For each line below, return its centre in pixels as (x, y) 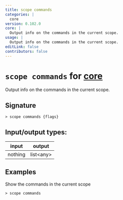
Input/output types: (36, 132)
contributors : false (27, 51)
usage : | (14, 38)
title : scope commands (29, 10)
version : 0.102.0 (23, 24)
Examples (21, 172)
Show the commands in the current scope (48, 184)
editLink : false (22, 47)
